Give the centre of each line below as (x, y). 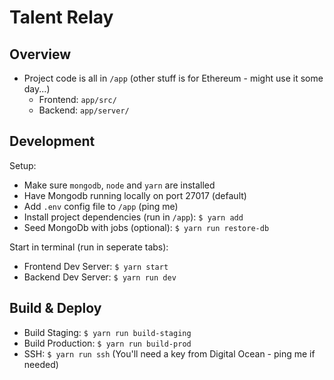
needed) (41, 364)
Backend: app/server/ (84, 110)
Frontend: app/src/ (77, 99)
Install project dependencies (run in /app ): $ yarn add (133, 217)
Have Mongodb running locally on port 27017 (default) (135, 195)
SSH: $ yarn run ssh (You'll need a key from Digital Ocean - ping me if (169, 353)
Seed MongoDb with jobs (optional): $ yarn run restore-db (146, 227)
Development (52, 141)
